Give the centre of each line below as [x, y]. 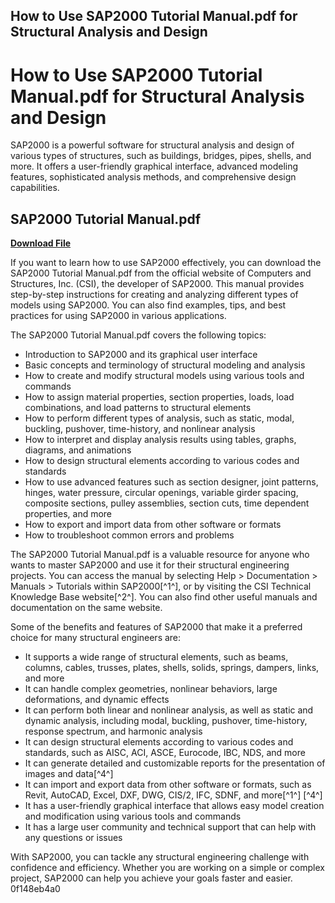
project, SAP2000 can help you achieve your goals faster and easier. [151, 878]
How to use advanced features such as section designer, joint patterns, [171, 482]
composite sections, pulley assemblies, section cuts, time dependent [167, 503]
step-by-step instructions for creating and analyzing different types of [154, 295]
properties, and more [68, 514]
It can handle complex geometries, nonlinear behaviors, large [151, 689]
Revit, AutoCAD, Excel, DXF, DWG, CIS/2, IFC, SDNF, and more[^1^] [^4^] [173, 795]
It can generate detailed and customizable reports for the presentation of [175, 763]
